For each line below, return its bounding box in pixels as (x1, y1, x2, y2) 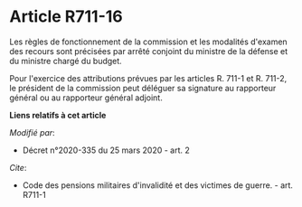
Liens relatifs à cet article (9, 109, 107, 120)
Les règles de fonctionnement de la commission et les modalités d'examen (9, 36, 288, 47)
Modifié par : (9, 127, 56, 137)
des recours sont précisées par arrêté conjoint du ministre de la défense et (9, 45, 288, 56)
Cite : (9, 162, 27, 173)
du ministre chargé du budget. (9, 55, 122, 66)
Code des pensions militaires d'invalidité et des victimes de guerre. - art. (22, 179, 294, 191)
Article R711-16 (9, 6, 124, 27)
